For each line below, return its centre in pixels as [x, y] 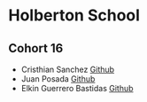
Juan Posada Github [58, 79]
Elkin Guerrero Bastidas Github [77, 88]
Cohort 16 [36, 48]
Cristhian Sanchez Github [68, 69]
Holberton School [74, 16]
